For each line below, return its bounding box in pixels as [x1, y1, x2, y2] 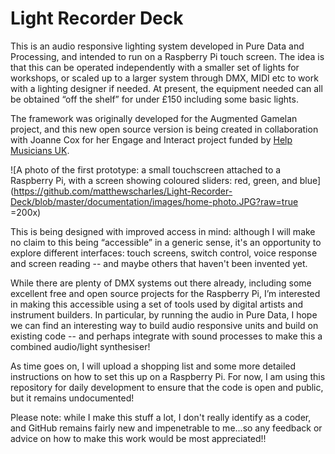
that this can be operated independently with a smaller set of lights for [10, 61, 300, 73]
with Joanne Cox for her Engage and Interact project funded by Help [10, 133, 293, 146]
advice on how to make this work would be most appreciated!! [10, 432, 267, 444]
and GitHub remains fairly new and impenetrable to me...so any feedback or [10, 422, 323, 434]
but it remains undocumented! [10, 392, 135, 404]
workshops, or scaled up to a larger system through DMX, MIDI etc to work [10, 72, 319, 84]
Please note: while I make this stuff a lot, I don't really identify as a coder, [10, 411, 312, 423]
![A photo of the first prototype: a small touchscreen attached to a [10, 163, 282, 176]
